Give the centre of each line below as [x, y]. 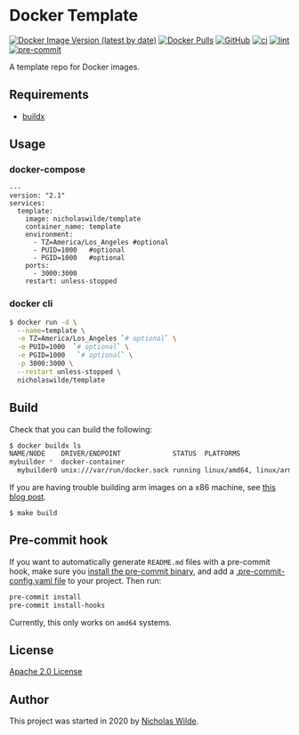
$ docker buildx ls [45, 446]
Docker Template [74, 16]
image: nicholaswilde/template [83, 219]
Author [29, 699]
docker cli [31, 303]
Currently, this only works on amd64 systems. [90, 622]
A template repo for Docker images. [75, 67]
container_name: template [73, 227]
